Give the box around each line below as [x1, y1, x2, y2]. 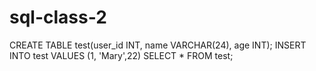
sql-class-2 [9, 6, 107, 29]
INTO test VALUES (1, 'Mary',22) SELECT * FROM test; [9, 49, 234, 61]
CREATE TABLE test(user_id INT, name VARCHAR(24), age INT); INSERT [9, 39, 307, 51]
